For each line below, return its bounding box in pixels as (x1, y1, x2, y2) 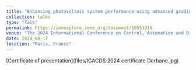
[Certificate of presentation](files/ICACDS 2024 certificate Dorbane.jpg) (6, 57, 179, 64)
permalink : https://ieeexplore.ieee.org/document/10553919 (6, 24, 153, 31)
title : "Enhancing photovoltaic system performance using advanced (6, 8, 174, 15)
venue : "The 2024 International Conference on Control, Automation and (6, 30, 184, 36)
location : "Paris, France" (6, 41, 72, 47)
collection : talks (6, 14, 51, 20)
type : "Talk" (6, 19, 38, 25)
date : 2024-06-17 (6, 36, 48, 41)
